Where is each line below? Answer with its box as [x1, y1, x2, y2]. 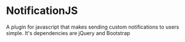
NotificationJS [6, 4, 78, 17]
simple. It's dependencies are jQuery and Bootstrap [6, 29, 131, 36]
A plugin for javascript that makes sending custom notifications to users [6, 23, 180, 30]
